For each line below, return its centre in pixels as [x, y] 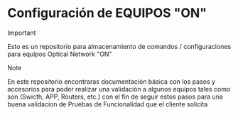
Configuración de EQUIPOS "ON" [107, 13]
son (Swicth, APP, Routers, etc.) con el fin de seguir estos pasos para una [115, 97]
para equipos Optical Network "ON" [60, 54]
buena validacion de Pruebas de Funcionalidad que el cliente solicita [108, 104]
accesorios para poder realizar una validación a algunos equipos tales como [119, 89]
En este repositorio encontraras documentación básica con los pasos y [111, 81]
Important [22, 33]
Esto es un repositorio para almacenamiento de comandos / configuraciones [119, 46]
